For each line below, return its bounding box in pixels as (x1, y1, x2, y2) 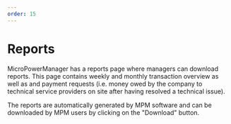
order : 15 (7, 10, 37, 18)
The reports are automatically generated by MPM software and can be (7, 101, 212, 109)
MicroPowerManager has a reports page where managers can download (7, 64, 219, 73)
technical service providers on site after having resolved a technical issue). (7, 86, 225, 96)
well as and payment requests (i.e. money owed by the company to (7, 79, 203, 88)
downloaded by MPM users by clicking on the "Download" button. (7, 108, 200, 117)
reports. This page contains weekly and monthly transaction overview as (7, 72, 219, 80)
